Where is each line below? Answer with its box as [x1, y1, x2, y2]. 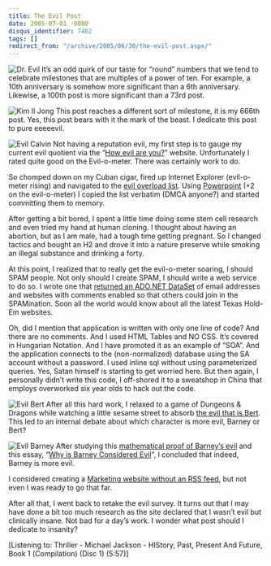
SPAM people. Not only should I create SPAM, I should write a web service [8, 273, 257, 283]
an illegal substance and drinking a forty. [8, 249, 144, 259]
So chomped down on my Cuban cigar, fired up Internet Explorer [8, 172, 225, 182]
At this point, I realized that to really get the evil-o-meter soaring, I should [8, 264, 254, 274]
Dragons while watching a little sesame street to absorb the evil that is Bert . [8, 408, 261, 418]
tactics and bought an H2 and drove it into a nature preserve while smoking [8, 240, 260, 250]
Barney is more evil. [8, 459, 75, 468]
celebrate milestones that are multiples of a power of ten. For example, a [8, 73, 251, 83]
